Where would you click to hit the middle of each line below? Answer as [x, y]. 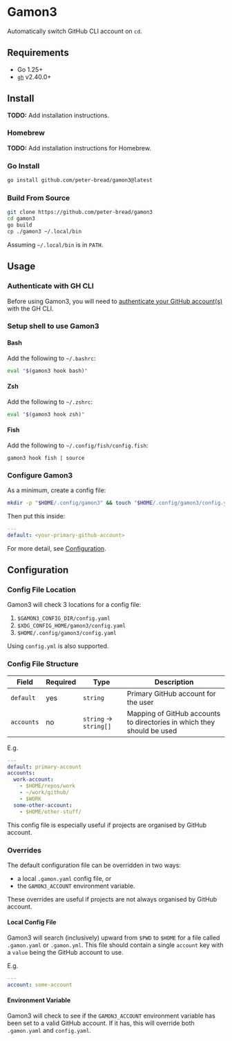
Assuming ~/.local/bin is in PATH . [55, 244]
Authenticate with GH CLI [51, 286]
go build [20, 225]
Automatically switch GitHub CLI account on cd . [75, 31]
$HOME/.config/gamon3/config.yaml [67, 633]
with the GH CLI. [30, 309]
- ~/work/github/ [45, 792]
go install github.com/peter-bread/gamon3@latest [80, 180]
